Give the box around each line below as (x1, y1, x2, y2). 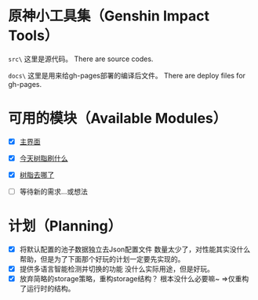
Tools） (8, 27, 59, 45)
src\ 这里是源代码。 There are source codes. (8, 54, 154, 63)
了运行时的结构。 (19, 284, 75, 294)
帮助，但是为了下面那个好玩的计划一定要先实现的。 (19, 255, 185, 264)
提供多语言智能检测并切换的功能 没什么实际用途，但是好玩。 (19, 264, 214, 274)
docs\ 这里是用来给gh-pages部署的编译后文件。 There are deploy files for (8, 70, 245, 80)
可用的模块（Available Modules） (8, 110, 227, 128)
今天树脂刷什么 (19, 154, 68, 163)
